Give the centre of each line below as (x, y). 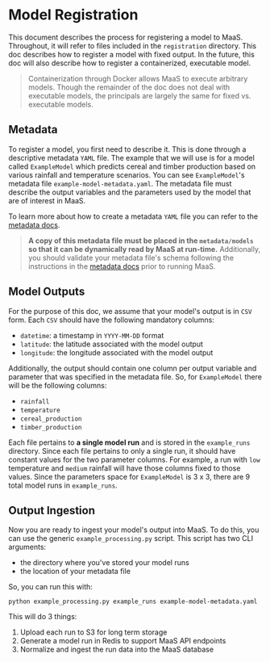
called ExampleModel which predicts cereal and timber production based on (132, 166)
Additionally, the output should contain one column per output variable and (133, 368)
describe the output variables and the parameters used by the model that (130, 192)
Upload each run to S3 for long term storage (93, 632)
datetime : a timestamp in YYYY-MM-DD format (92, 335)
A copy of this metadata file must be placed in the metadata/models (141, 241)
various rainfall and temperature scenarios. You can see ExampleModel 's (127, 174)
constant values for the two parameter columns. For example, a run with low (134, 459)
